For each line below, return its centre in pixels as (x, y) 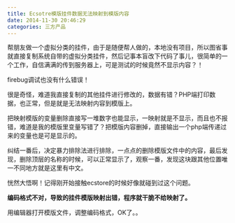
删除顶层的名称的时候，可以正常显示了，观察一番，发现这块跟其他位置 (120, 159)
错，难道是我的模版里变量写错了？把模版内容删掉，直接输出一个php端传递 (114, 127)
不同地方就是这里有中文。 (50, 168)
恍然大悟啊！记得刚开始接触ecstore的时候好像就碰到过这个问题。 (101, 183)
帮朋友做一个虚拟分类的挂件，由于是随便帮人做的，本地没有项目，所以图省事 (117, 48)
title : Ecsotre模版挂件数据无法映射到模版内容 (68, 14)
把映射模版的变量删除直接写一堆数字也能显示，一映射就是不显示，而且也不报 (117, 118)
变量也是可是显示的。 (50, 136)
